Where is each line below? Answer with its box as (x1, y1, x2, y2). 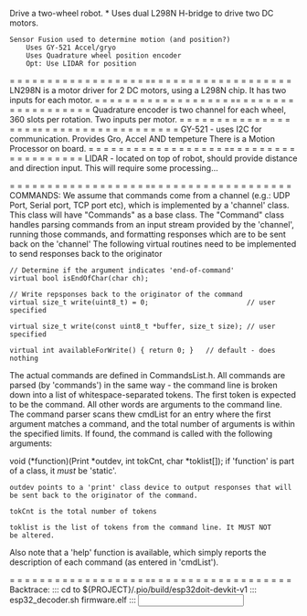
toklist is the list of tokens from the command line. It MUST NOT (9, 523, 272, 532)
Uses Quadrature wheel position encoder (26, 51, 182, 60)
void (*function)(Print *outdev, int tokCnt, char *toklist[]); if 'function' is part (9, 456, 295, 466)
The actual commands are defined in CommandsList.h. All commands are (9, 370, 286, 380)
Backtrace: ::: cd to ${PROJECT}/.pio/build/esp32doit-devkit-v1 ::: (9, 584, 258, 595)
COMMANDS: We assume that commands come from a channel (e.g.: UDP (9, 190, 291, 200)
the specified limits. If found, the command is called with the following (9, 429, 273, 439)
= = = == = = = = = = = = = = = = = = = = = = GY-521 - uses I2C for (9, 123, 262, 134)
